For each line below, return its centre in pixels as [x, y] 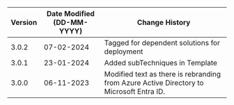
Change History [164, 22]
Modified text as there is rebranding [163, 74]
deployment [124, 51]
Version [24, 22]
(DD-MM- [71, 22]
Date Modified [71, 14]
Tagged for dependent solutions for [162, 43]
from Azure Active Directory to [154, 83]
